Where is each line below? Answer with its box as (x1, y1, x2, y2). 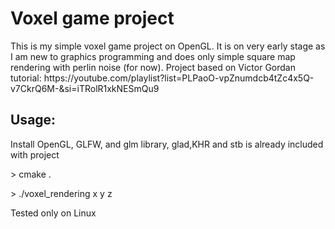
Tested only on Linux (10, 207, 97, 219)
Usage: (10, 112, 57, 129)
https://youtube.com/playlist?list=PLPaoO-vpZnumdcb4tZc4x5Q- (43, 72, 315, 84)
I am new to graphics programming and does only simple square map (10, 50, 296, 62)
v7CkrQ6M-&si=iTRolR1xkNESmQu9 (10, 82, 160, 94)
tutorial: (10, 72, 42, 84)
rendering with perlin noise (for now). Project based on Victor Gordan (10, 61, 296, 73)
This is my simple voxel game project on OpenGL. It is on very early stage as (10, 40, 326, 52)
